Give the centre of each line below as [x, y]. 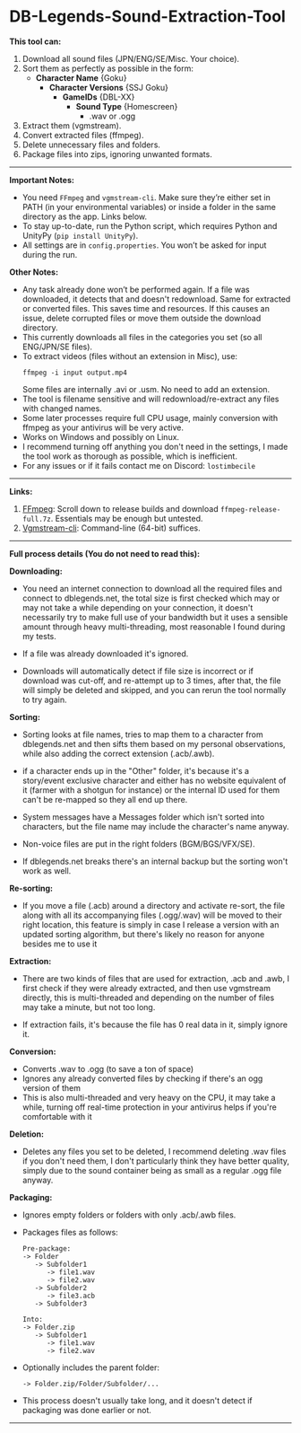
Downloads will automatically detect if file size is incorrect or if [138, 671]
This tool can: [35, 41]
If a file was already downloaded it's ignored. [105, 654]
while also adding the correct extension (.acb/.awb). [118, 753]
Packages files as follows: [70, 1232]
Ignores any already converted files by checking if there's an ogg [142, 1078]
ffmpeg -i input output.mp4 [74, 373]
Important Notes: [42, 180]
